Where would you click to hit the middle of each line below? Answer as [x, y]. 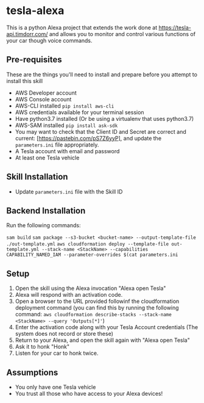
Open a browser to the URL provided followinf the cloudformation [97, 301]
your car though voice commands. [49, 40]
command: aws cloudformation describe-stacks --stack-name [93, 314]
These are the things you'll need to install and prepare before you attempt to [102, 74]
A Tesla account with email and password [67, 151]
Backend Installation [46, 210]
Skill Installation [37, 177]
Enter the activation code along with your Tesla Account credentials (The [107, 327]
